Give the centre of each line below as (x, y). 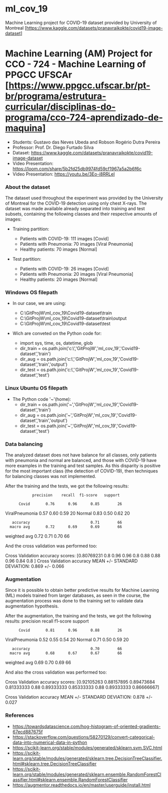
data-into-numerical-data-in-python (50, 742)
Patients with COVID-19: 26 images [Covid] (64, 269)
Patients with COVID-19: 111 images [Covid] (64, 239)
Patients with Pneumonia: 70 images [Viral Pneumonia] (76, 244)
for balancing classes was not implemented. (51, 477)
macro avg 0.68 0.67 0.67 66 (66, 653)
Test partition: (27, 259)
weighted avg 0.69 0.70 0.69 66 (38, 663)
